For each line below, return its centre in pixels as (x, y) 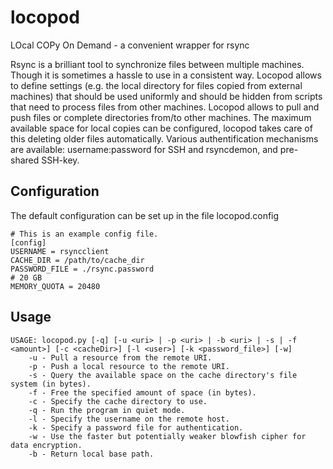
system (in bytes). (51, 384)
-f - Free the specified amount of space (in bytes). (142, 392)
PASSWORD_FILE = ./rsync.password (82, 269)
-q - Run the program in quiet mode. (107, 410)
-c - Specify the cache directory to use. (118, 401)
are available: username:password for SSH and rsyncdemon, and (144, 149)
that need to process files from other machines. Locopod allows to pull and (165, 107)
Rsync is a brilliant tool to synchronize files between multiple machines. (157, 64)
